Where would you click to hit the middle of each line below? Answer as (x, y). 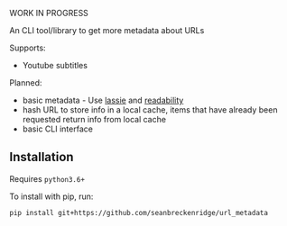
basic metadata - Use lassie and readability (103, 100)
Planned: (26, 83)
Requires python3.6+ (47, 178)
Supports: (28, 48)
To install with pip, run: (51, 196)
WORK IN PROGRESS (49, 13)
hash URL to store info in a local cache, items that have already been (150, 110)
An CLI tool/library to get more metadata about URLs (107, 30)
